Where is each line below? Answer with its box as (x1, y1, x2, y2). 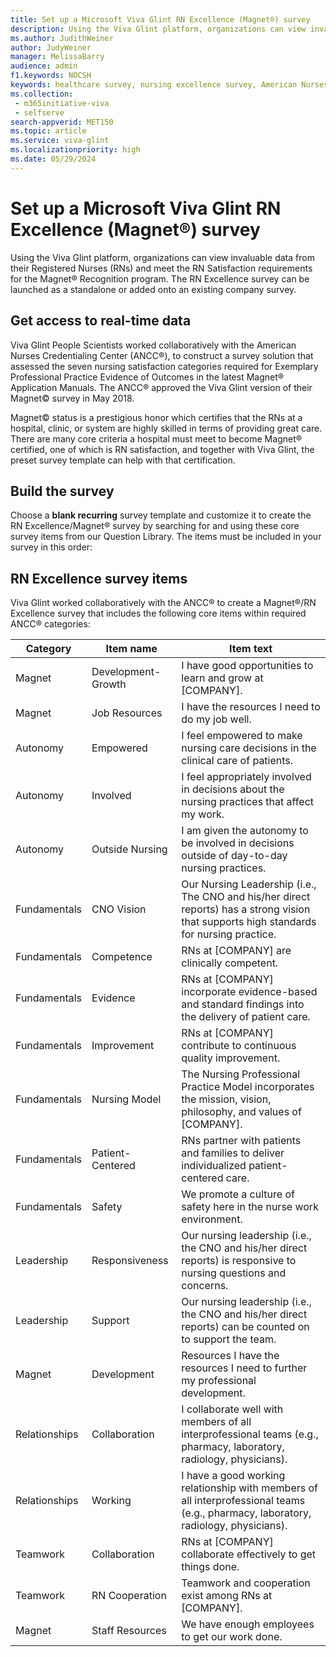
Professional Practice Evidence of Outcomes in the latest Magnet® (10, 371, 285, 383)
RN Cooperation (91, 1589, 167, 1603)
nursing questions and (181, 1266, 287, 1280)
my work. (181, 807, 225, 821)
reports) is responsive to (181, 1254, 297, 1268)
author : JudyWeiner (10, 42, 92, 53)
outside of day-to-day (181, 849, 288, 863)
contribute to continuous (181, 1039, 297, 1053)
